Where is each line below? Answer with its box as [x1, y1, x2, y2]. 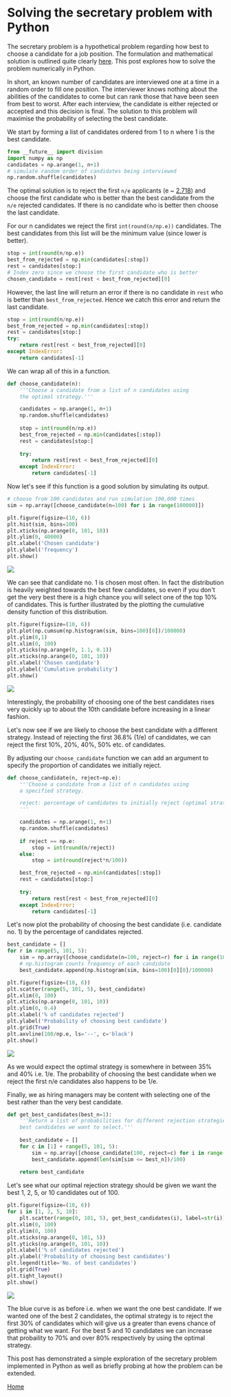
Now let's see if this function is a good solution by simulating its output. [7, 482, 210, 491]
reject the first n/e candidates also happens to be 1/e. [7, 1077, 158, 1085]
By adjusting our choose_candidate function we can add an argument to [7, 753, 209, 762]
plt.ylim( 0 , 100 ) [7, 1227, 57, 1234]
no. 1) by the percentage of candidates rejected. [7, 928, 143, 936]
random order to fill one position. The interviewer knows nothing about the [7, 85, 218, 93]
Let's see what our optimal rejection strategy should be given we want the [7, 1181, 217, 1189]
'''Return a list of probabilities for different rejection [19, 1118, 195, 1124]
